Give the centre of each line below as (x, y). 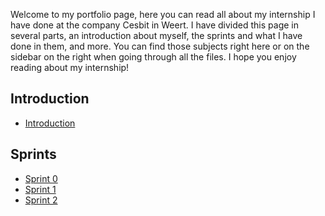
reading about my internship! (70, 67)
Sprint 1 (40, 189)
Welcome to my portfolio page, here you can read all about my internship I (163, 14)
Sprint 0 (41, 178)
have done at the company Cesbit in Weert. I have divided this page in (154, 25)
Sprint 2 (41, 200)
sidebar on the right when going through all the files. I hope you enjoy (153, 57)
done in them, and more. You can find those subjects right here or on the (160, 46)
